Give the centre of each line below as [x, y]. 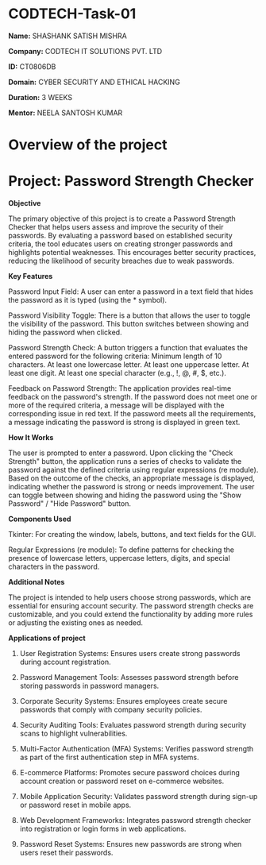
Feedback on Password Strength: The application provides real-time [120, 388]
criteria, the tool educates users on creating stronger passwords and [120, 244]
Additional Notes [37, 582]
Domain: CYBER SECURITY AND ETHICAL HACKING [94, 82]
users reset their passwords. [66, 853]
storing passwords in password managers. [89, 686]
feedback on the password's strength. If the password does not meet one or [133, 397]
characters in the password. [54, 567]
